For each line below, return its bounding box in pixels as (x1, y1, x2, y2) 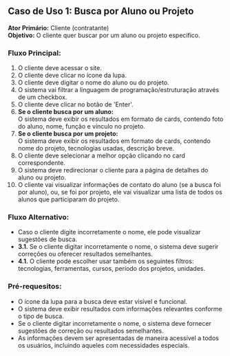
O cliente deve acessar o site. (17, 64, 102, 72)
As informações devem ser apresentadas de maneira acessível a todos (17, 333, 219, 342)
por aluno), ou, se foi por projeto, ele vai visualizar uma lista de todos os (17, 188, 222, 197)
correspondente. (17, 159, 66, 167)
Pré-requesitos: (8, 282, 62, 291)
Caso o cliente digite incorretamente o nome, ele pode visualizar (17, 228, 201, 236)
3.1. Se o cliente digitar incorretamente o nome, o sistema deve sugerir (17, 243, 219, 251)
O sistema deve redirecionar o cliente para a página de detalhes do (17, 166, 209, 175)
